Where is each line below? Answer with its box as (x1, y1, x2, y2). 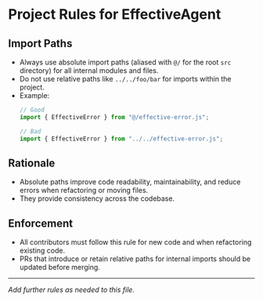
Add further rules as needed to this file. (8, 285, 135, 295)
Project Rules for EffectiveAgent (8, 5, 222, 24)
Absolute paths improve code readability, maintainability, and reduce (19, 177, 241, 187)
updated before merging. (19, 263, 100, 272)
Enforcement (8, 216, 73, 230)
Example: (19, 91, 50, 100)
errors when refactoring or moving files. (19, 186, 149, 195)
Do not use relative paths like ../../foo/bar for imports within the (19, 75, 232, 83)
